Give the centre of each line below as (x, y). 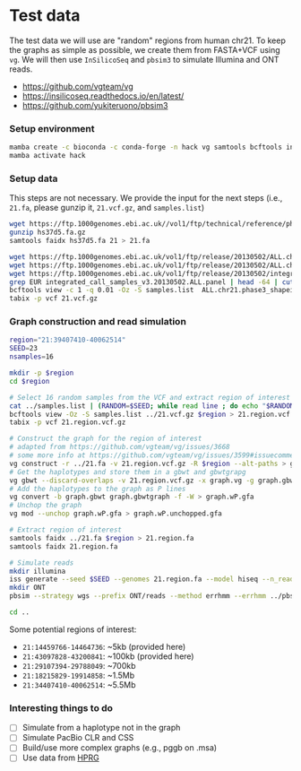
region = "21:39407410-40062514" (68, 340)
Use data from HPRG (61, 758)
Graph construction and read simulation (98, 322)
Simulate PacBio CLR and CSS (78, 738)
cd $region (30, 381)
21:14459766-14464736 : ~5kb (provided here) (104, 646)
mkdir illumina (38, 571)
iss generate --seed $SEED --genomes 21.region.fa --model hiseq (133, 579)
